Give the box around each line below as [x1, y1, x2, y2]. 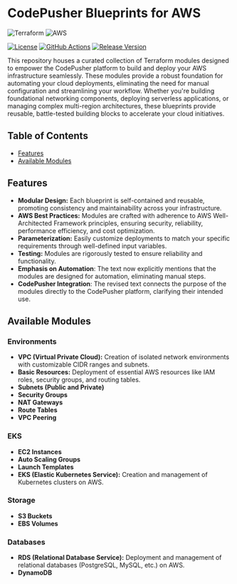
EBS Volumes [17, 519, 58, 528]
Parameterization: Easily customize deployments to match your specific [17, 234, 230, 242]
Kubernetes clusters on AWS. [17, 478, 105, 486]
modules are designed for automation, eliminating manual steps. [17, 272, 206, 280]
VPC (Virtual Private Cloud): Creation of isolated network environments [17, 353, 230, 362]
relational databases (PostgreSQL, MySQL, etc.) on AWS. [17, 561, 185, 570]
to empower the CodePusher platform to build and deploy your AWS [7, 63, 207, 72]
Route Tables [17, 406, 58, 414]
